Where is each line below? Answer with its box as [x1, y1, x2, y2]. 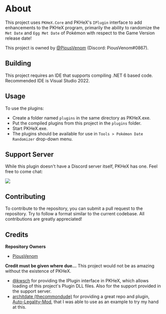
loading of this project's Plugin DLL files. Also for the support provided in [12, 283, 161, 289]
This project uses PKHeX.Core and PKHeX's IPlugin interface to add [5, 19, 142, 25]
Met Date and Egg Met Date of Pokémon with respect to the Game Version [5, 30, 155, 36]
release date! [5, 35, 32, 41]
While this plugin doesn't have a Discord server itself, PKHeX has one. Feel [5, 163, 158, 169]
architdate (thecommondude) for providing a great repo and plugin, [12, 294, 150, 299]
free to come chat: [5, 169, 43, 175]
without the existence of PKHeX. [5, 268, 71, 274]
